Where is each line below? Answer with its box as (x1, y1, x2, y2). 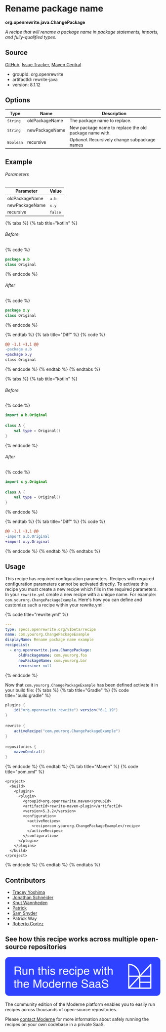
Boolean (7, 140, 23, 145)
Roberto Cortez (12, 920, 44, 927)
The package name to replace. (69, 118, 132, 124)
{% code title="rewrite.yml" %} (5, 611, 69, 617)
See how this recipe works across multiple (5, 935, 138, 944)
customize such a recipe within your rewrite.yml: (5, 602, 104, 608)
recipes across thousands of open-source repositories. (5, 1007, 118, 1013)
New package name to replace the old (69, 125, 147, 130)
